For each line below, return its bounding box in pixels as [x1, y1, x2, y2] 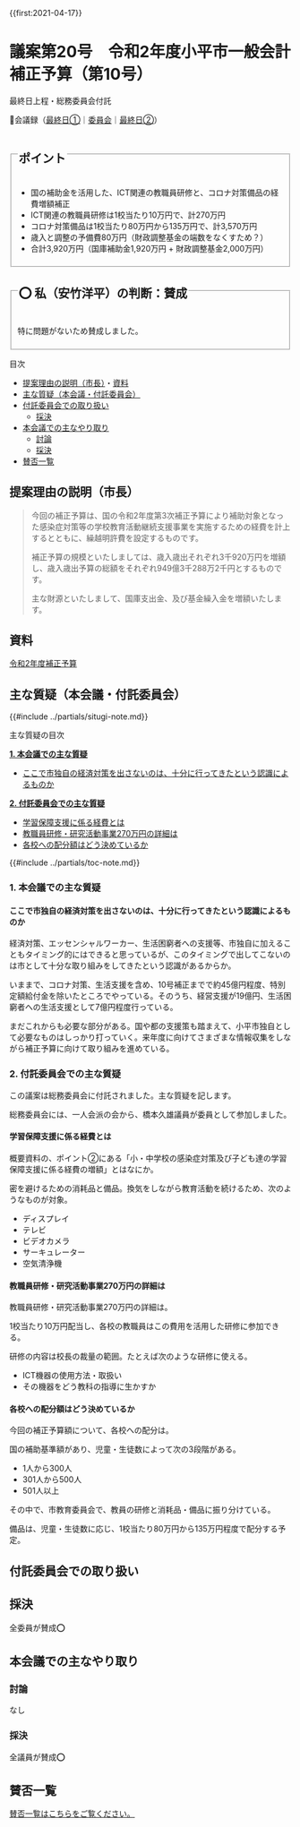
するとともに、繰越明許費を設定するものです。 [30, 532, 203, 543]
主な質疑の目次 [9, 730, 64, 741]
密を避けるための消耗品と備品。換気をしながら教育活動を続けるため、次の [9, 1182, 284, 1194]
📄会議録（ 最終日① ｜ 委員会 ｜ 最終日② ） [9, 114, 163, 124]
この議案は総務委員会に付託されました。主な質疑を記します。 [9, 1090, 236, 1101]
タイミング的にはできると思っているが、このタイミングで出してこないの [24, 949, 291, 960]
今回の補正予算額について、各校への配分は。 [9, 1425, 174, 1436]
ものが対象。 [24, 1194, 73, 1205]
